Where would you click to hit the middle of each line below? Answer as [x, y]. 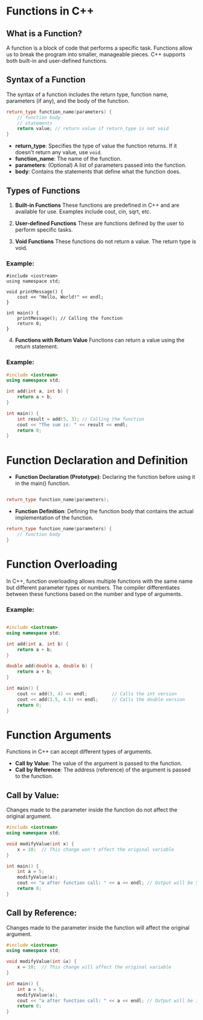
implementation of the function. [54, 518]
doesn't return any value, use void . [58, 152]
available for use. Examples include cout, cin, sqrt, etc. [83, 212]
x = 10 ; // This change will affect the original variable [94, 967]
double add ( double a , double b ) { [50, 666]
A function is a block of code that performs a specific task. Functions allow [99, 48]
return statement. [37, 346]
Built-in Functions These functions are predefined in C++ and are [97, 205]
